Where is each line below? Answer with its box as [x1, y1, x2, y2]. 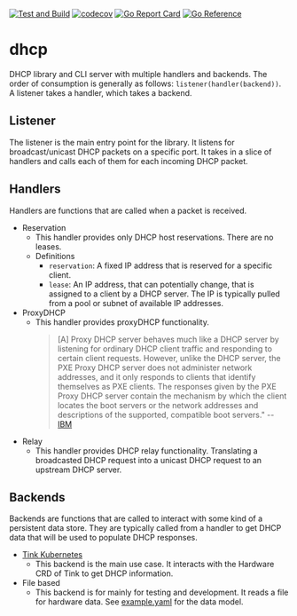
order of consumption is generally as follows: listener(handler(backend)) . [9, 78, 282, 89]
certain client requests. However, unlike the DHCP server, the [57, 352, 281, 363]
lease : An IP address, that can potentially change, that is [48, 279, 254, 289]
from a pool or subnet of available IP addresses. [48, 297, 224, 308]
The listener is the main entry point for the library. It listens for [9, 137, 235, 147]
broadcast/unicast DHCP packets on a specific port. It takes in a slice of [9, 146, 272, 157]
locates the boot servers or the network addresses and [57, 399, 259, 410]
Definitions [35, 250, 75, 261]
